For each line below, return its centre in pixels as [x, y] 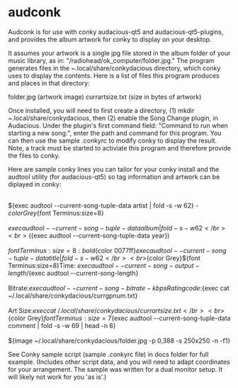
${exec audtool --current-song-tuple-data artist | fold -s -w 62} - [103, 205]
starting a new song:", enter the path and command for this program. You [115, 133]
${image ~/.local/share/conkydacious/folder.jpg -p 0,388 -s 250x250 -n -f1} [119, 341]
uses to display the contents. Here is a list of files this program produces [114, 76]
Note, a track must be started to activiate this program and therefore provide [119, 148]
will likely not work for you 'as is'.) [57, 377]
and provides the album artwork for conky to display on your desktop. [110, 39]
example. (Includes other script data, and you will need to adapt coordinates [119, 362]
